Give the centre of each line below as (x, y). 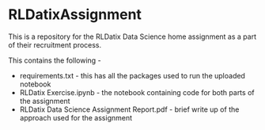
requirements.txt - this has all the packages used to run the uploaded (132, 75)
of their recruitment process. (55, 44)
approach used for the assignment (76, 117)
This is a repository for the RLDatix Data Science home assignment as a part (132, 36)
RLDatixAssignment (75, 15)
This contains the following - (55, 60)
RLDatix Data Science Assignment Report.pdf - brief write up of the (129, 109)
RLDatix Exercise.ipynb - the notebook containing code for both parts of (137, 92)
